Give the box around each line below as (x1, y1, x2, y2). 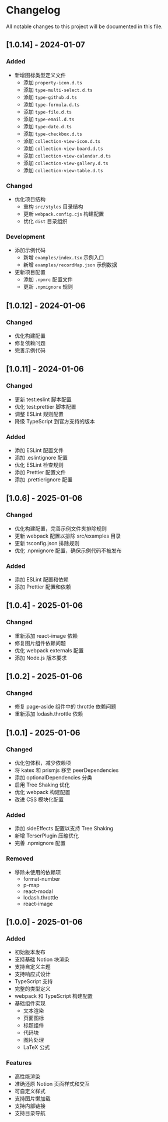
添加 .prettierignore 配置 (14, 476, 73, 483)
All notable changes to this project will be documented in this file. (6, 23, 163, 30)
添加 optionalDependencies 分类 (14, 774, 92, 781)
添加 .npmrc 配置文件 (23, 276, 73, 283)
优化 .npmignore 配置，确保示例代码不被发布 (14, 547, 122, 554)
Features (6, 1059, 32, 1067)
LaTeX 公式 (23, 1044, 50, 1051)
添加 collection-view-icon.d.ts (23, 137, 101, 144)
